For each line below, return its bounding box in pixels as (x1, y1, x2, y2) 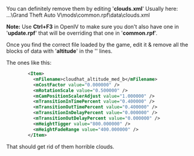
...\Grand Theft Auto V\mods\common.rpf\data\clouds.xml (6, 11, 150, 19)
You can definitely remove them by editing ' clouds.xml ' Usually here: (6, 5, 178, 12)
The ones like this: (6, 59, 52, 66)
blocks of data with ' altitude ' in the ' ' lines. (6, 47, 113, 55)
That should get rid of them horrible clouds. (6, 143, 114, 150)
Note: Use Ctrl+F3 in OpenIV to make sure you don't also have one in (6, 23, 180, 30)
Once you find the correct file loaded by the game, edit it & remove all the (6, 41, 189, 48)
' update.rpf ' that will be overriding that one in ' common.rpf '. (6, 29, 158, 37)
